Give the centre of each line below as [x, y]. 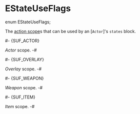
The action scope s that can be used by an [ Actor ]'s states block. [70, 31]
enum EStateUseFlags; [28, 22]
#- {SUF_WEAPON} [24, 78]
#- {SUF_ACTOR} [22, 41]
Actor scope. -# [21, 50]
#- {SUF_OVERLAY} [25, 59]
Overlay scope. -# [23, 69]
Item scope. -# [20, 106]
